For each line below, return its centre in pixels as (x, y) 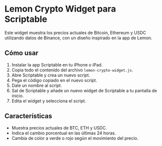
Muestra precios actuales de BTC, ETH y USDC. (59, 128)
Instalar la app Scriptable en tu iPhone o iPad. (57, 65)
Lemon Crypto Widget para (60, 9)
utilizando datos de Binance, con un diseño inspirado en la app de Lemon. (78, 38)
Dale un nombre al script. (37, 85)
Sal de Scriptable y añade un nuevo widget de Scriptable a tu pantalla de (84, 90)
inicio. (17, 96)
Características (28, 116)
